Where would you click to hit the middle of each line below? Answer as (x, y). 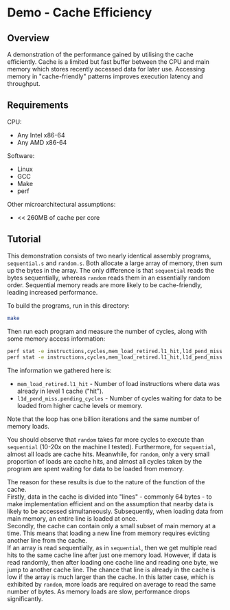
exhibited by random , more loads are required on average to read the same (112, 585)
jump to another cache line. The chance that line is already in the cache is (112, 570)
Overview (28, 38)
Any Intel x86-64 (41, 135)
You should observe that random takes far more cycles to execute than (106, 440)
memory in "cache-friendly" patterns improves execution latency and (105, 76)
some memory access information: (56, 339)
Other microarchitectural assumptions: (61, 204)
